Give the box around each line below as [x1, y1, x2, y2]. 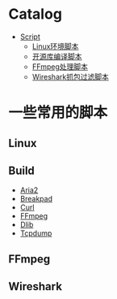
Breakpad [19, 194, 52, 204]
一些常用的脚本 [8, 103, 108, 122]
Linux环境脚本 [31, 41, 79, 51]
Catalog [8, 5, 63, 24]
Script [19, 32, 40, 41]
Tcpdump [19, 228, 52, 238]
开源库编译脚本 [31, 51, 82, 61]
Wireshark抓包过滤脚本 [31, 71, 109, 81]
